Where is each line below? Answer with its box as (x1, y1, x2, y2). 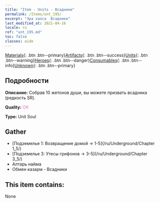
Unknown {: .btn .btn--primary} (14, 62, 76, 68)
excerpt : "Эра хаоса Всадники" (5, 16, 70, 21)
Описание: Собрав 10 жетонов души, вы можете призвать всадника (5, 90, 147, 95)
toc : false (5, 35, 27, 39)
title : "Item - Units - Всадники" (5, 7, 75, 12)
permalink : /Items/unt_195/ (5, 12, 62, 17)
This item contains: (5, 181, 64, 189)
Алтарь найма (12, 161, 42, 167)
